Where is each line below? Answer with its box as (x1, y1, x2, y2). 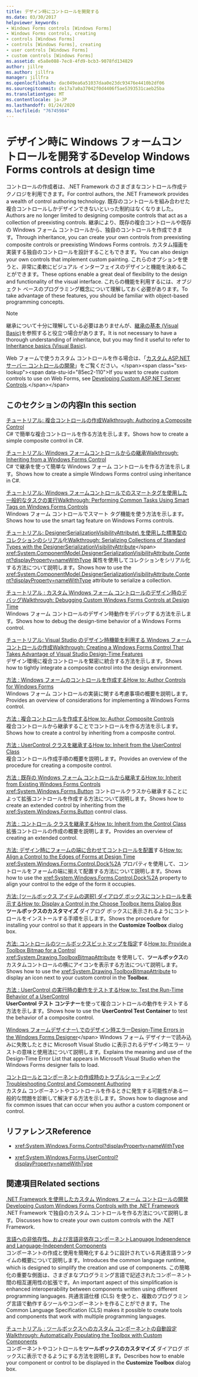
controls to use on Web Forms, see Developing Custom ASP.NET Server (6, 375, 181, 382)
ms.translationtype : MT (6, 91, 65, 97)
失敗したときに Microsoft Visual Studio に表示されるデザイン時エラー (16, 1041, 184, 1048)
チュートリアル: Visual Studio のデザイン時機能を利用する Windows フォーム (6, 637, 192, 644)
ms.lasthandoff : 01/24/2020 (6, 102, 75, 108)
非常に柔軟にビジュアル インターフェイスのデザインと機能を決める (21, 263, 182, 270)
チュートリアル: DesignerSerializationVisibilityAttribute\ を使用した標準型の (6, 529, 187, 536)
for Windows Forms (6, 683, 54, 690)
